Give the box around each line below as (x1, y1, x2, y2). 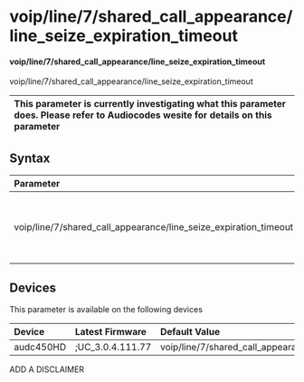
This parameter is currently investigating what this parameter (14, 98, 287, 110)
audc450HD (14, 341, 66, 354)
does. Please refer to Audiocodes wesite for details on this (14, 109, 272, 121)
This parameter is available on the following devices (9, 304, 204, 315)
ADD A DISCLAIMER (9, 364, 84, 375)
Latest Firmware (74, 326, 147, 339)
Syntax (9, 150, 51, 166)
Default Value (159, 326, 220, 339)
